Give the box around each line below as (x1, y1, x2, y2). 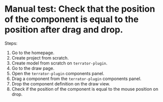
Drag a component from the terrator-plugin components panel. (11, 76, 142, 82)
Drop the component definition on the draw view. (11, 81, 110, 86)
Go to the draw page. (11, 65, 55, 71)
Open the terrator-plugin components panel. (11, 70, 104, 76)
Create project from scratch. (11, 55, 69, 61)
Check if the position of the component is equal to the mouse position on (11, 86, 159, 92)
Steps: (4, 40, 18, 46)
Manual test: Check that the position (4, 3, 155, 15)
